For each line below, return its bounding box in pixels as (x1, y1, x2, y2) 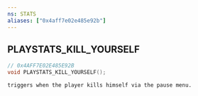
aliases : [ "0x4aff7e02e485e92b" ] (7, 17, 106, 24)
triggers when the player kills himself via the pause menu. (7, 82, 192, 89)
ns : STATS (7, 10, 37, 18)
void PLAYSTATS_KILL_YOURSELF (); (7, 69, 106, 76)
